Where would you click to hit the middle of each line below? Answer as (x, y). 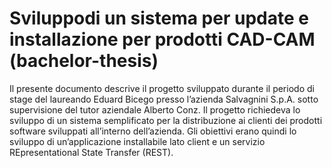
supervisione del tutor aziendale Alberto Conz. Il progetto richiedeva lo (155, 109)
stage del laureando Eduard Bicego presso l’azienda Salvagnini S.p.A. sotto (164, 99)
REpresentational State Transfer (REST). (91, 152)
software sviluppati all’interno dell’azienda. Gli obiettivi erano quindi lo (153, 131)
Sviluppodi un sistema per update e (159, 18)
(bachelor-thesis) (84, 61)
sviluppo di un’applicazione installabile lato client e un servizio (137, 141)
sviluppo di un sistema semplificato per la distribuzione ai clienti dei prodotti (166, 120)
